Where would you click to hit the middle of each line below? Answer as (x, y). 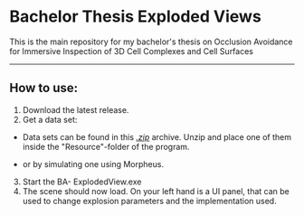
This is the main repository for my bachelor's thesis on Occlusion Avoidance (151, 42)
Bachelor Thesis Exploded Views (136, 17)
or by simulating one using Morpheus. (93, 164)
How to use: (44, 88)
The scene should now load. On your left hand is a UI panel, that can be (156, 191)
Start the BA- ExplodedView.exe (82, 182)
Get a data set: (50, 119)
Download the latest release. (76, 109)
